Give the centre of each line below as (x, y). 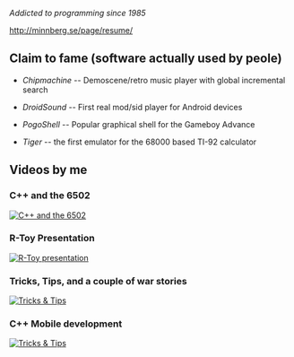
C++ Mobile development (66, 324)
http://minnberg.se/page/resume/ (71, 30)
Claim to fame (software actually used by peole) (146, 59)
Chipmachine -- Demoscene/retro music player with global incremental (154, 80)
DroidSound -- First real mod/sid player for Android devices (132, 107)
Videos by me (48, 170)
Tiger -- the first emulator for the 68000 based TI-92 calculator (139, 142)
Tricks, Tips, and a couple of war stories (98, 281)
